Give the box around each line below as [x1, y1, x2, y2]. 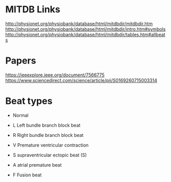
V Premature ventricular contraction [12, 142, 89, 148]
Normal [12, 112, 29, 118]
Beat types [5, 95, 53, 107]
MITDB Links [5, 4, 61, 15]
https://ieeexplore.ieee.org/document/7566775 [5, 72, 105, 78]
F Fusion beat [12, 172, 42, 178]
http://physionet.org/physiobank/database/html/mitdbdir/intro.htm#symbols [5, 26, 166, 32]
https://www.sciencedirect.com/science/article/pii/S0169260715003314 [5, 77, 158, 83]
